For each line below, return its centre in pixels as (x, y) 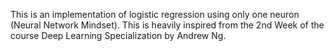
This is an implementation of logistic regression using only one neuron (155, 14)
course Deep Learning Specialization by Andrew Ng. (118, 35)
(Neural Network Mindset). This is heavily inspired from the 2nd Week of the (167, 25)
